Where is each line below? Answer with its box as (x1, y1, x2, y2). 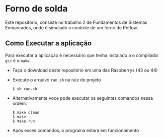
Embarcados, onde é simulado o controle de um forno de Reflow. (5, 24, 138, 30)
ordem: (12, 100, 27, 106)
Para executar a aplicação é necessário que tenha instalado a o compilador (5, 52, 159, 58)
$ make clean (12, 110, 40, 115)
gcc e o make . (5, 58, 31, 64)
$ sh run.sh (12, 86, 37, 91)
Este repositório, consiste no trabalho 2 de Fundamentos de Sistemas (5, 19, 148, 25)
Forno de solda (5, 3, 68, 14)
